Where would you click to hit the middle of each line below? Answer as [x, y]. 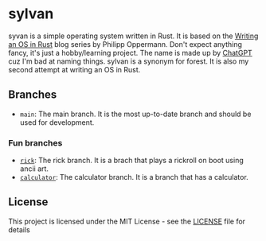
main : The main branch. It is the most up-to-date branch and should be [135, 114]
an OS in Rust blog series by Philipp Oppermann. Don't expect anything [125, 44]
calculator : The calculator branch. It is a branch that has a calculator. [134, 177]
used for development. [57, 122]
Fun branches [35, 142]
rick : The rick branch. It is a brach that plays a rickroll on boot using [132, 161]
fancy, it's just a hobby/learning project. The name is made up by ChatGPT [130, 52]
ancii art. [34, 169]
